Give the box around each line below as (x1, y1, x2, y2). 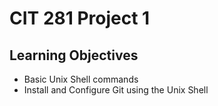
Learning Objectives (9, 47, 139, 64)
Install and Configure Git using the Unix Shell (23, 84, 209, 96)
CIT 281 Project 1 (9, 7, 151, 30)
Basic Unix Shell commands (23, 73, 139, 85)
